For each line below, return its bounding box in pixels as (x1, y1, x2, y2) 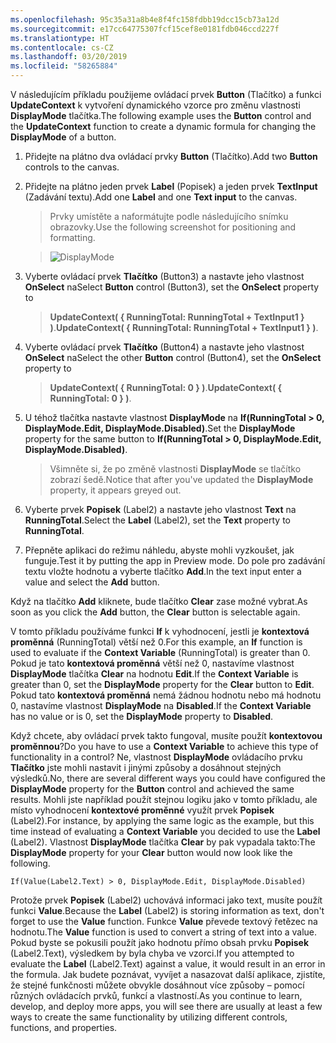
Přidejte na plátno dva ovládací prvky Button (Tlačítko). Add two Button (24, 151, 318, 162)
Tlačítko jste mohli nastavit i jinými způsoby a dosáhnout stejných (10, 762, 282, 773)
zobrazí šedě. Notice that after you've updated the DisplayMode (49, 474, 314, 485)
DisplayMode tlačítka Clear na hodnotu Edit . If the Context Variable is (10, 668, 299, 680)
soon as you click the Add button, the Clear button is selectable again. (10, 606, 301, 618)
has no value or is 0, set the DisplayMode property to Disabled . (10, 711, 274, 722)
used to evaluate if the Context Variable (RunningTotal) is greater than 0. (10, 647, 311, 658)
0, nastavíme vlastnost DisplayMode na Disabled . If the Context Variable (10, 700, 312, 711)
